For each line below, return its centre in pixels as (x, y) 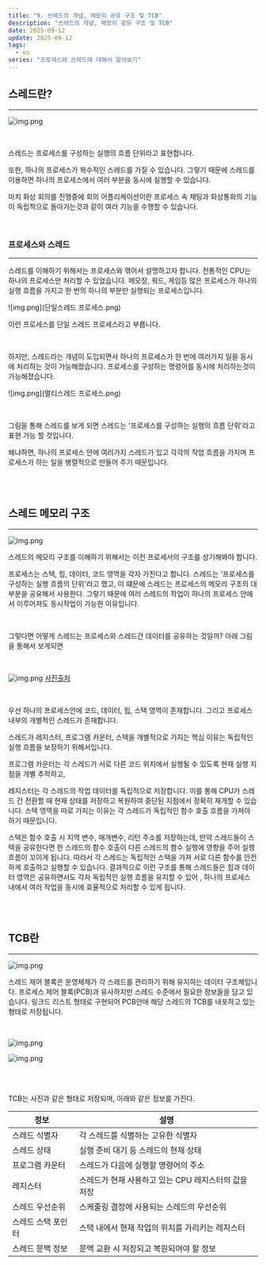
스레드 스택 (32, 1221)
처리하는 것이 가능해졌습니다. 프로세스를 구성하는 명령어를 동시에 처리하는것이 (136, 366)
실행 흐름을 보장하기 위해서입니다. (60, 746)
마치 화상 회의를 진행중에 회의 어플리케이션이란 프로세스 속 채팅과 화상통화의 (125, 196)
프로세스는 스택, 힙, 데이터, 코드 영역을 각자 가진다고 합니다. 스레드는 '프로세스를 (131, 573)
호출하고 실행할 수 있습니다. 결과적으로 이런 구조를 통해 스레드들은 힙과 (131, 867)
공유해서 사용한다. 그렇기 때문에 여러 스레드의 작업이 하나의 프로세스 (134, 593)
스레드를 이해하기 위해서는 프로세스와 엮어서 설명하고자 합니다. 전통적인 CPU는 (130, 270)
